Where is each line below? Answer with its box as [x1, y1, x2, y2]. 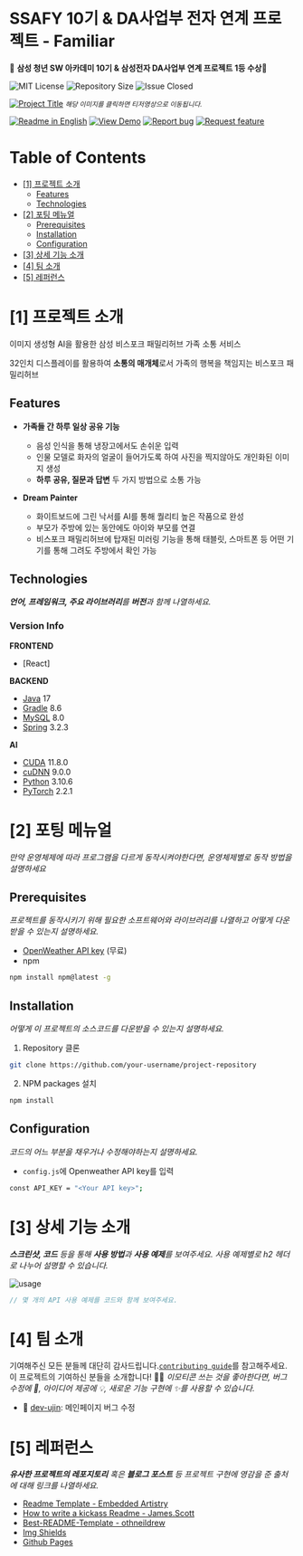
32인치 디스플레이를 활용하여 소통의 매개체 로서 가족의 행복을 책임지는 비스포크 [9, 357, 285, 368]
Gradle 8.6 [22, 702, 62, 713]
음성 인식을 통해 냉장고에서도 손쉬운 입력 [35, 440, 179, 451]
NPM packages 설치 [22, 1078, 97, 1089]
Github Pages [22, 1537, 74, 1548]
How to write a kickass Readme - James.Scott [22, 1508, 194, 1519]
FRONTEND [9, 640, 54, 651]
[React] [22, 658, 51, 669]
